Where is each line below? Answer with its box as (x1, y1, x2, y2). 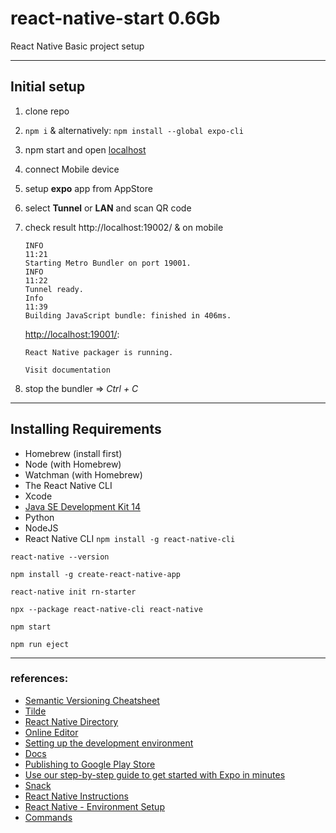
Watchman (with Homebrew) (24, 468, 143, 481)
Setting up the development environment (24, 737, 194, 749)
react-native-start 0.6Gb (10, 7, 221, 30)
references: (10, 672, 69, 686)
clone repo (24, 105, 70, 117)
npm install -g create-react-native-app (10, 569, 182, 579)
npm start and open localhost (24, 143, 147, 156)
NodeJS (24, 522, 59, 534)
